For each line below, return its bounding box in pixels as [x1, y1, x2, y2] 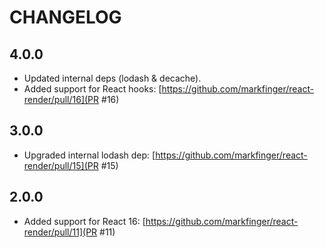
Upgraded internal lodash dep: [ [23, 149, 156, 161]
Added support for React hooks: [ [23, 83, 162, 95]
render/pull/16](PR [23, 94, 100, 105]
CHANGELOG [9, 6, 122, 29]
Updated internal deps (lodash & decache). [23, 72, 202, 84]
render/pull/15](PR [23, 159, 99, 171]
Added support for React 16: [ [23, 215, 146, 227]
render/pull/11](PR [23, 226, 98, 238]
